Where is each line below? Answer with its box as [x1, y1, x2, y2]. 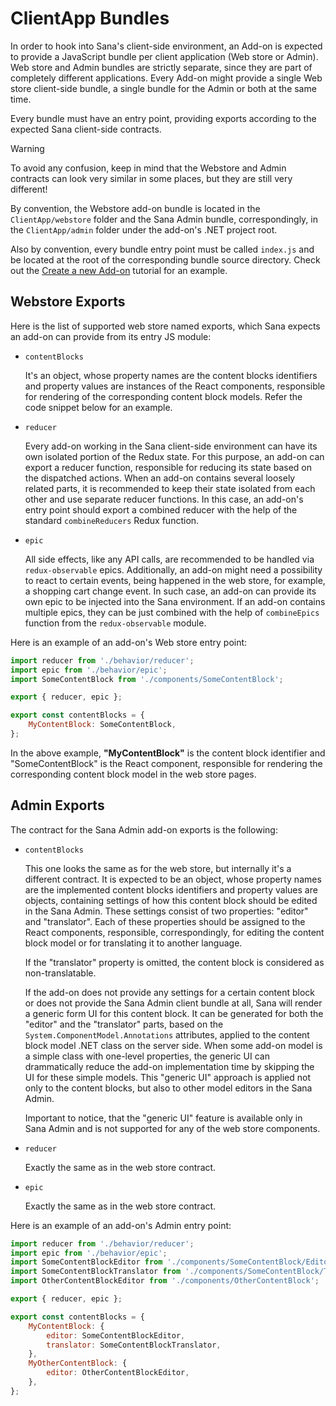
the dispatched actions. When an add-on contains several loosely [24, 472, 296, 484]
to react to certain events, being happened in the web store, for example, [24, 574, 326, 586]
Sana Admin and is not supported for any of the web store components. [24, 1122, 321, 1134]
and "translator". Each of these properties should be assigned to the [24, 915, 306, 927]
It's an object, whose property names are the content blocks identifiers [24, 369, 318, 381]
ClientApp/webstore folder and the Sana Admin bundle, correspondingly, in [10, 213, 318, 225]
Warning [10, 142, 45, 154]
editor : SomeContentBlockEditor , [46, 1330, 186, 1341]
